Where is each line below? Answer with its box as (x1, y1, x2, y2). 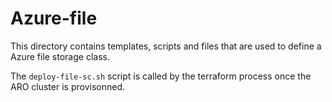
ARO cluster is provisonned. (10, 80, 125, 92)
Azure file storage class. (10, 50, 110, 62)
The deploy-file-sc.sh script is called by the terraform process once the (10, 70, 312, 82)
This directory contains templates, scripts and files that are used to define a (10, 40, 322, 52)
